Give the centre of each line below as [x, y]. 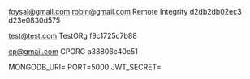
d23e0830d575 [34, 20]
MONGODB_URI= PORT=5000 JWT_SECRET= [85, 67]
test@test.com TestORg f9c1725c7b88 [73, 36]
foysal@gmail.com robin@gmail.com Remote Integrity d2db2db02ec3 [125, 12]
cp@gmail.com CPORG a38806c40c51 [73, 51]
